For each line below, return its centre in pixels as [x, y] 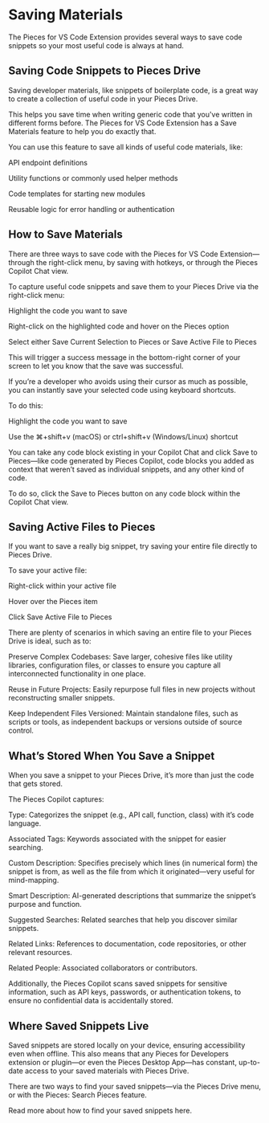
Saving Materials [65, 15]
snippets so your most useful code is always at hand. [96, 45]
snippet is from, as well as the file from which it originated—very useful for [132, 872]
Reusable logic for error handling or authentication [92, 209]
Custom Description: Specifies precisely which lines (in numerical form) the [133, 863]
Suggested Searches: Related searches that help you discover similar [123, 920]
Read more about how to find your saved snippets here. [100, 1111]
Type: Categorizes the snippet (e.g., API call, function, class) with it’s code [131, 815]
